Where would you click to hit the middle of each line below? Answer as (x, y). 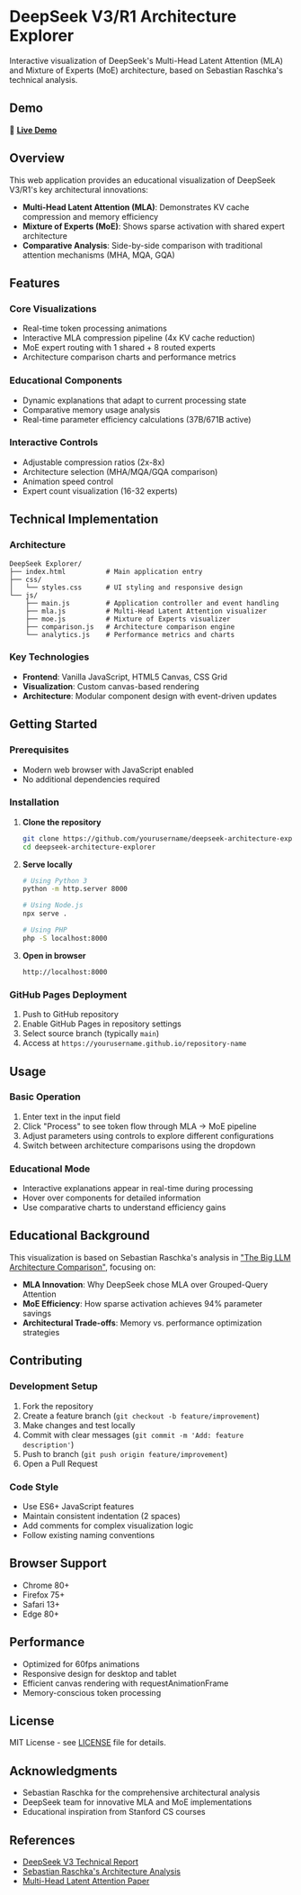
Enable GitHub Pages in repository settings (102, 1024)
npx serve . (44, 914)
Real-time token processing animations (95, 328)
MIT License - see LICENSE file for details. (88, 1743)
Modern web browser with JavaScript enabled (108, 770)
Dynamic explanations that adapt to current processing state (134, 400)
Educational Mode (50, 1169)
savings (37, 1313)
